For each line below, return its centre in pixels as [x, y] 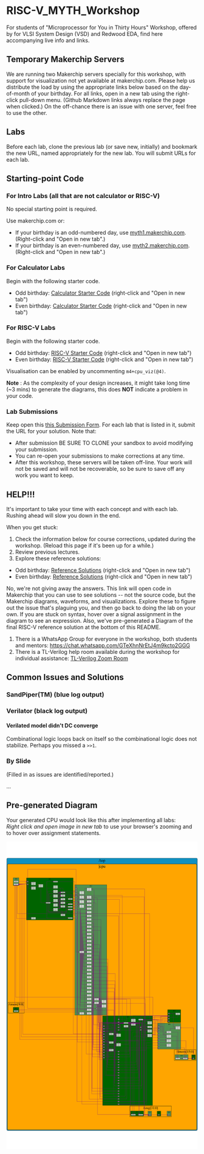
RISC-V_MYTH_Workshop [73, 11]
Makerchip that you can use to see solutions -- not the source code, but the [101, 595]
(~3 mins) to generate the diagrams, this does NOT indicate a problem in [97, 389]
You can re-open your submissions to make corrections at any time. [100, 456]
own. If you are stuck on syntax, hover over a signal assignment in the [93, 614]
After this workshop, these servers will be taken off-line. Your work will [104, 462]
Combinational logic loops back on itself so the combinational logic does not [102, 739]
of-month [18, 93]
